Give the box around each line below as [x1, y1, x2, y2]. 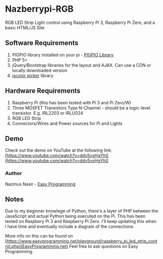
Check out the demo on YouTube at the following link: [5, 147, 112, 153]
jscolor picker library [12, 72, 54, 79]
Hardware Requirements [5, 87, 81, 95]
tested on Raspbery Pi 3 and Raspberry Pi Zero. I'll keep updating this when [5, 219, 157, 224]
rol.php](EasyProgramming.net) [5, 243, 68, 249]
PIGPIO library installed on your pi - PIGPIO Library [12, 52, 114, 58]
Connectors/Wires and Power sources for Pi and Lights [12, 120, 123, 126]
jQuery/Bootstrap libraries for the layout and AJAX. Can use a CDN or [12, 62, 151, 68]
